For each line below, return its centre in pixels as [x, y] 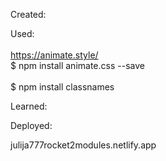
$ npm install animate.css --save [77, 65]
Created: [28, 14]
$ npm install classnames [62, 87]
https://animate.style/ [54, 55]
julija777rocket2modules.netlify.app [83, 145]
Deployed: [31, 125]
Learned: [29, 106]
